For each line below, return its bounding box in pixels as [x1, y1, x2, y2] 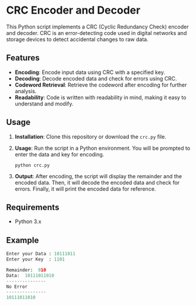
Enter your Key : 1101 [6, 256, 65, 262]
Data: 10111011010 [6, 272, 55, 278]
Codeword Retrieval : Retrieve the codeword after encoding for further [14, 81, 187, 88]
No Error [6, 284, 28, 290]
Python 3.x [14, 218, 42, 225]
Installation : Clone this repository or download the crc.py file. [14, 133, 166, 140]
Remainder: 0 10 [6, 267, 46, 273]
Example [6, 235, 39, 245]
